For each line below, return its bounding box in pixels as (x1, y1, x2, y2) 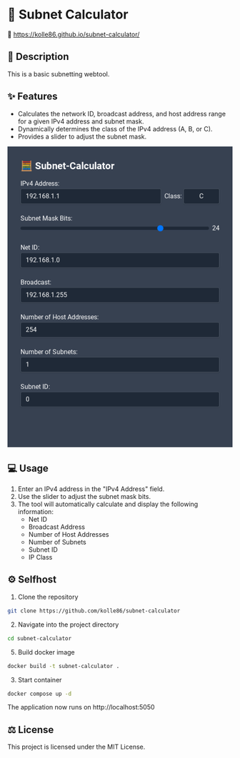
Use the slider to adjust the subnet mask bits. (17, 492, 151, 501)
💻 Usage (7, 462, 49, 474)
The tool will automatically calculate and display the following (17, 500, 199, 509)
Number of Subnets (28, 538, 87, 547)
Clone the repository (17, 592, 79, 601)
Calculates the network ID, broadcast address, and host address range (17, 109, 226, 118)
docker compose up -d (7, 690, 72, 697)
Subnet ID (28, 545, 59, 554)
